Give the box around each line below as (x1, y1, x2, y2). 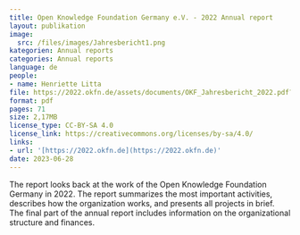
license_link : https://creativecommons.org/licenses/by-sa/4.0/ (9, 130, 254, 138)
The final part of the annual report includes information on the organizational (9, 207, 291, 218)
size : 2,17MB (9, 113, 58, 122)
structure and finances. (9, 216, 96, 228)
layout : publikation (9, 21, 87, 30)
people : (9, 71, 38, 80)
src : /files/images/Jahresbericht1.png (17, 38, 166, 47)
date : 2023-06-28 (9, 154, 74, 164)
